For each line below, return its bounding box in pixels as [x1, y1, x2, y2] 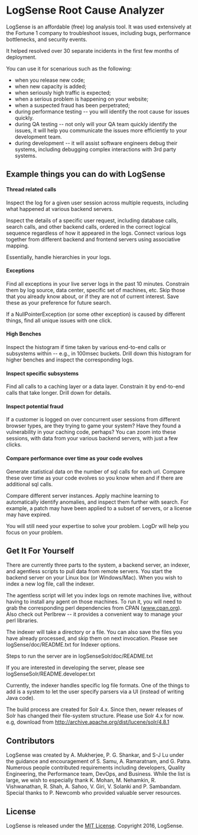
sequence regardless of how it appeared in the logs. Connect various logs [6, 229, 186, 236]
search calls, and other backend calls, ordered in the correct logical [6, 223, 171, 230]
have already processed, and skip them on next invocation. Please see [6, 635, 178, 642]
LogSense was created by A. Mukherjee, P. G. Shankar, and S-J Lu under [6, 751, 184, 759]
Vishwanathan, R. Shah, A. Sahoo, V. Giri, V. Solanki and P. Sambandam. [6, 783, 181, 790]
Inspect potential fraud [6, 402, 64, 409]
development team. [14, 133, 62, 140]
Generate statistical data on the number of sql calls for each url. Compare [6, 468, 185, 475]
